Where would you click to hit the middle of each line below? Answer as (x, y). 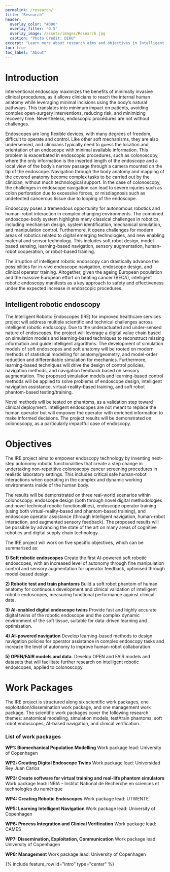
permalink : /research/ (29, 10)
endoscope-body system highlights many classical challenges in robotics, (82, 219)
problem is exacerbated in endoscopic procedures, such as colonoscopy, (82, 155)
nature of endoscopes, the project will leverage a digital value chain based (83, 333)
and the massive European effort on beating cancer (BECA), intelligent (79, 278)
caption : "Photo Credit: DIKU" (43, 39)
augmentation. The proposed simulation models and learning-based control (84, 376)
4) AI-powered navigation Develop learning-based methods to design (79, 636)
